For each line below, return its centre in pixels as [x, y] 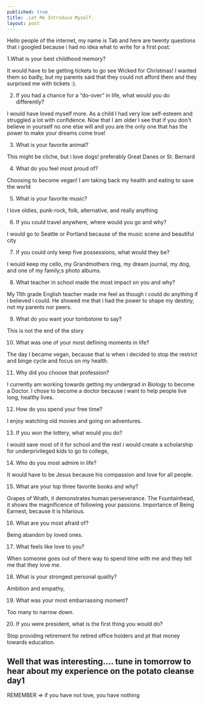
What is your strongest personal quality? [66, 577]
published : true [27, 12]
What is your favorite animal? [52, 145]
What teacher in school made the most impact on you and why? [95, 282]
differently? [30, 102]
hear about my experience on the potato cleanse [100, 671]
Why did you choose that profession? [62, 373]
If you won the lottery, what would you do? [69, 433]
